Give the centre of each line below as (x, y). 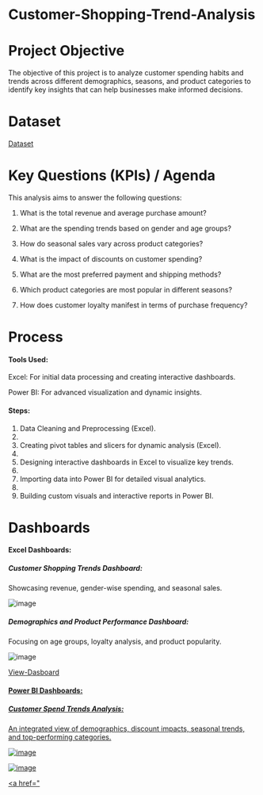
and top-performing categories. (60, 737)
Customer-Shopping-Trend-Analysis (132, 15)
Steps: (19, 411)
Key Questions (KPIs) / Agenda (112, 176)
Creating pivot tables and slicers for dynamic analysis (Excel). (120, 445)
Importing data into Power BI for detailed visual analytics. (112, 479)
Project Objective (67, 51)
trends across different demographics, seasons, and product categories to (130, 82)
